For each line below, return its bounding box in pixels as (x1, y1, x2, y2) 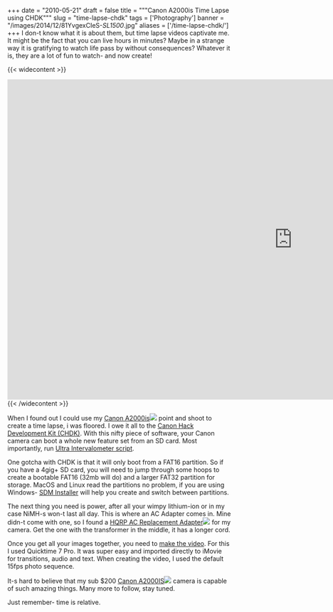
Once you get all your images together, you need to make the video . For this (7, 539, 230, 547)
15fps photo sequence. (7, 562, 75, 570)
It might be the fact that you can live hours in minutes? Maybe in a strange (7, 36, 225, 45)
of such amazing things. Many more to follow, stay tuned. (7, 584, 176, 593)
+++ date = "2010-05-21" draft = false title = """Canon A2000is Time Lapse (7, 6, 230, 14)
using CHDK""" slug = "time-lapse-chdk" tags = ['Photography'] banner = (7, 14, 225, 22)
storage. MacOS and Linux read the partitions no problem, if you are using (7, 480, 225, 489)
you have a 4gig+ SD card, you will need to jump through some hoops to (7, 465, 220, 474)
